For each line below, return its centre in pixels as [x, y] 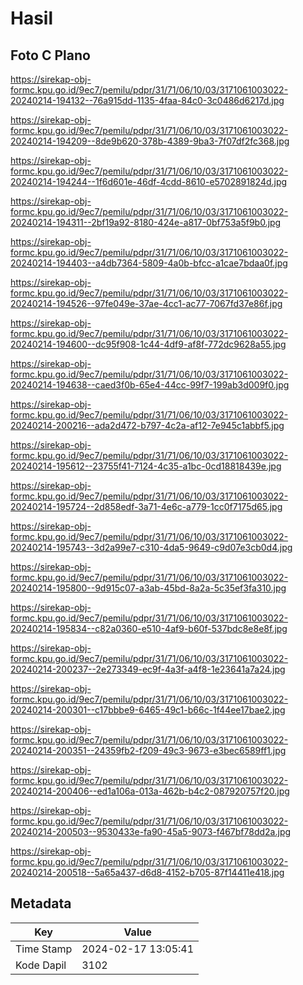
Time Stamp [44, 949]
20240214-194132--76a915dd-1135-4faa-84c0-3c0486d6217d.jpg [147, 100]
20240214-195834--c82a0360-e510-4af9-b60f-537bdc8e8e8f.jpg [149, 628]
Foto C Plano [50, 55]
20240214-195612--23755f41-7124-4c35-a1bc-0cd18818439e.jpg [146, 466]
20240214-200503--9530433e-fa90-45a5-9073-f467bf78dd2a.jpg [151, 831]
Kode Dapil [41, 965]
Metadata [41, 903]
